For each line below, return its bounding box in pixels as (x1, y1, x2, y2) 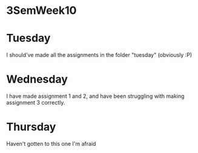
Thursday (6, 120, 56, 134)
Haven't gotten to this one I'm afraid (6, 140, 96, 147)
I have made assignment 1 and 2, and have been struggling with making (6, 93, 185, 100)
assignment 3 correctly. (6, 99, 65, 106)
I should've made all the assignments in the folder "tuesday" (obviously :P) (6, 51, 193, 59)
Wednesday (6, 73, 68, 86)
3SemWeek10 (6, 4, 77, 18)
